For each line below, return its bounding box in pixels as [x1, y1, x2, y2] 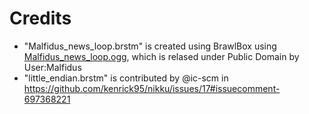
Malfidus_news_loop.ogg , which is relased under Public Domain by [23, 50, 300, 62]
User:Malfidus [23, 61, 82, 73]
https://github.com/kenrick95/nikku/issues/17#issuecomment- [23, 82, 281, 94]
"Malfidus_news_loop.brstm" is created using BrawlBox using [23, 40, 277, 52]
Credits [9, 7, 72, 30]
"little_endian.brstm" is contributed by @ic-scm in [23, 72, 229, 84]
